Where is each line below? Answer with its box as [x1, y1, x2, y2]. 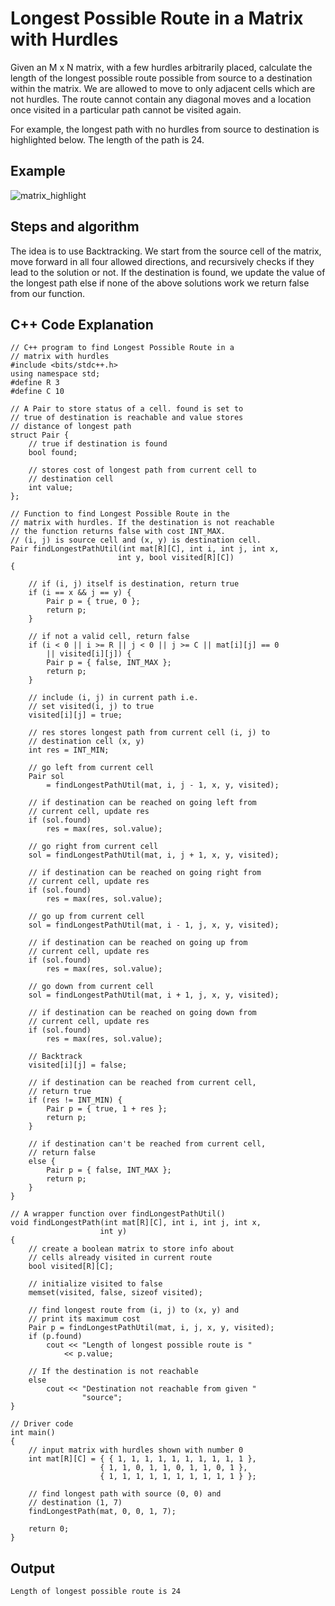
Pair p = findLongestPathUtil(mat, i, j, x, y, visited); [28, 1323, 275, 1333]
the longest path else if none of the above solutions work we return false [10, 277, 310, 289]
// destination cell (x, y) [28, 737, 145, 747]
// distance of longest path [10, 422, 132, 432]
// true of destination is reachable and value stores [10, 413, 244, 423]
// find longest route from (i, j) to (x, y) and [28, 1305, 240, 1316]
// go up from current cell [28, 912, 145, 922]
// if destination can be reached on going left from [28, 798, 257, 808]
